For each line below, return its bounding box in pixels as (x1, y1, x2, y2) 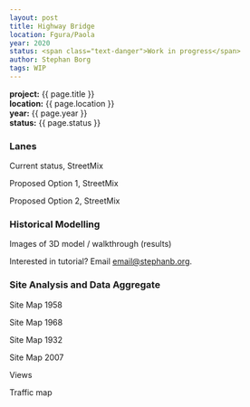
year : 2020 (9, 38, 51, 48)
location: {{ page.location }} (9, 98, 115, 109)
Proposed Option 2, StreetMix (9, 195, 120, 206)
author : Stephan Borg (9, 55, 91, 64)
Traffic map (9, 386, 53, 398)
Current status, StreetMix (9, 160, 104, 172)
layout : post (9, 13, 59, 23)
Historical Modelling (9, 218, 101, 231)
